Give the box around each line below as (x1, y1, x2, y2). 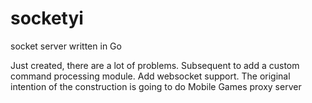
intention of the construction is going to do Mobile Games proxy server (10, 80, 302, 92)
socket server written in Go (10, 40, 122, 52)
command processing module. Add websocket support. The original (10, 70, 291, 82)
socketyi (10, 7, 84, 30)
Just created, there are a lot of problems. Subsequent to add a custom (10, 59, 300, 71)
